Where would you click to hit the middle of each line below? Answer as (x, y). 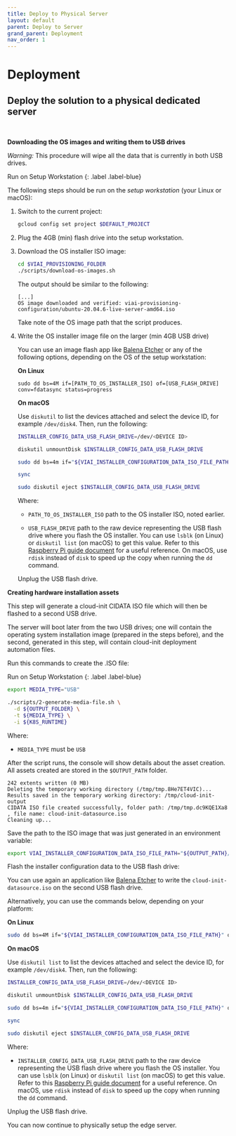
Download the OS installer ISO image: (72, 251)
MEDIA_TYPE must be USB (51, 749)
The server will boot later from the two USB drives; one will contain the (110, 627)
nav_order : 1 (26, 40)
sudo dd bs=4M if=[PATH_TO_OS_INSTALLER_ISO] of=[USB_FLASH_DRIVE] (118, 384)
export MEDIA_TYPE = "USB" (44, 690)
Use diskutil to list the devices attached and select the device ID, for (118, 416)
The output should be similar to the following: (83, 284)
